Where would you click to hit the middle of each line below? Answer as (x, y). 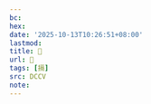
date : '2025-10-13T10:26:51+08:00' (76, 34)
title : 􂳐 (26, 52)
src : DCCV (28, 77)
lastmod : (26, 43)
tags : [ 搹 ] (29, 69)
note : (19, 85)
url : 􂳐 (22, 60)
